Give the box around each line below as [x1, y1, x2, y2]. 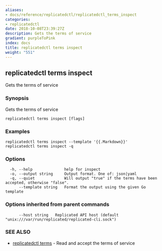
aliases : [5, 7, 24, 13]
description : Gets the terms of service [5, 31, 92, 36]
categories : [5, 17, 30, 22]
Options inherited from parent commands [5, 201, 110, 208]
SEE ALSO [5, 229, 31, 236]
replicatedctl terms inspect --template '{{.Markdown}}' [5, 139, 128, 145]
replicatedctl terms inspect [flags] [5, 116, 85, 121]
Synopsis [5, 95, 29, 102]
